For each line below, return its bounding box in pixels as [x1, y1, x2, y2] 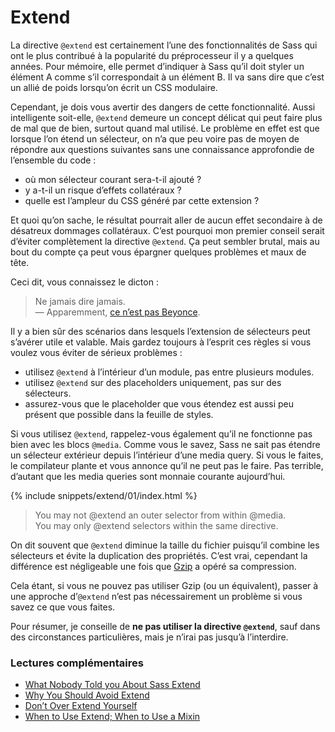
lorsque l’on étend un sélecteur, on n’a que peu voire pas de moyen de [10, 132, 300, 145]
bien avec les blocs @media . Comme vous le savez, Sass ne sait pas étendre [10, 438, 321, 450]
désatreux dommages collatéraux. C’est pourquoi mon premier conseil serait [10, 224, 325, 236]
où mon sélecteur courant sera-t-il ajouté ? [24, 173, 202, 185]
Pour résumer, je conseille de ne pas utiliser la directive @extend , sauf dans [10, 620, 321, 632]
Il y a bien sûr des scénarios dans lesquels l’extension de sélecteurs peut [10, 325, 311, 337]
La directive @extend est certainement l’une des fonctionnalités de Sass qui [10, 39, 318, 51]
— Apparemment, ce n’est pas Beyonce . [34, 306, 201, 318]
